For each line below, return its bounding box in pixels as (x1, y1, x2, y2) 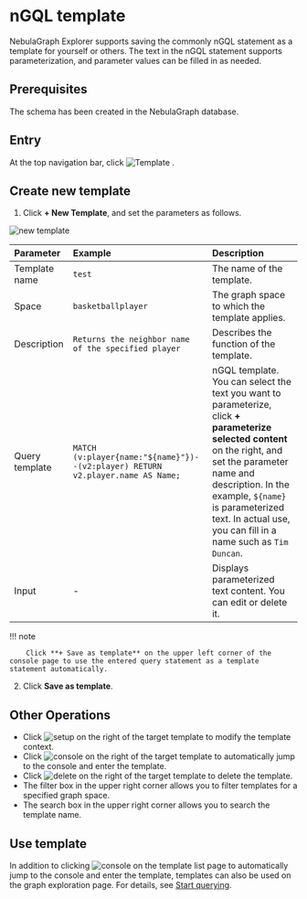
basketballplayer (72, 301, 148, 312)
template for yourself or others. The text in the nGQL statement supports (9, 45, 283, 56)
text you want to (211, 387, 281, 400)
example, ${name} (211, 490, 287, 503)
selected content (211, 433, 288, 445)
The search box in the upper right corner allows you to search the (22, 799, 270, 810)
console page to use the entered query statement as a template (9, 657, 259, 666)
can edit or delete (211, 596, 288, 609)
